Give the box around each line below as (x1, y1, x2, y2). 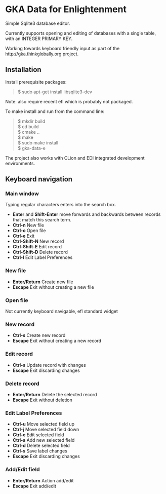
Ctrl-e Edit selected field (12, 432, 64, 438)
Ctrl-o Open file (12, 227, 46, 234)
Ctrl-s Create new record (12, 332, 66, 338)
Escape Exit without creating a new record (12, 338, 102, 344)
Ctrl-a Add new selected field (12, 437, 75, 443)
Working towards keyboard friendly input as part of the (5, 45, 120, 51)
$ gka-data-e (17, 145, 46, 151)
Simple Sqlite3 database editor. (5, 20, 70, 26)
